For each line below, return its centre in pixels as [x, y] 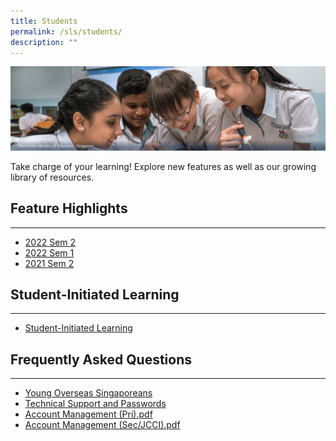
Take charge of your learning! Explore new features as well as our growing [163, 166]
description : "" [44, 42]
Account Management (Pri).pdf [88, 414]
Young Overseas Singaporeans [88, 393]
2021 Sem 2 [49, 263]
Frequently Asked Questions [101, 359]
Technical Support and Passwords [95, 404]
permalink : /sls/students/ [66, 31]
